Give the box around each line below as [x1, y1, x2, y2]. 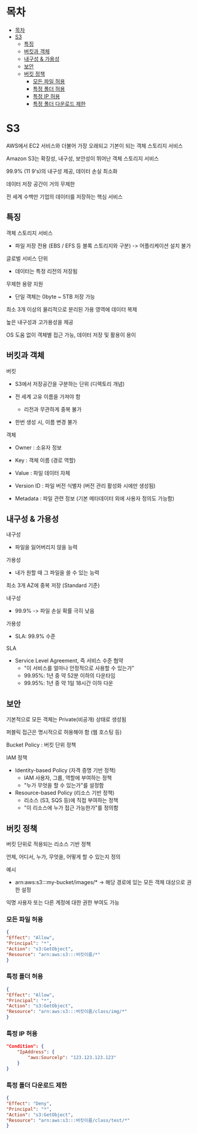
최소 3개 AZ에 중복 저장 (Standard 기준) [6, 582, 100, 589]
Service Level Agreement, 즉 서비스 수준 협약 [14, 657, 124, 664]
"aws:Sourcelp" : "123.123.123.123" [28, 1055, 117, 1061]
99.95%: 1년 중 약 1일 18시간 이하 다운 [23, 679, 114, 687]
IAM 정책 [6, 754, 28, 761]
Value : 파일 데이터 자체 [14, 469, 71, 476]
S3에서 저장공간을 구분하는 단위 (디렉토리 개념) [14, 380, 125, 387]
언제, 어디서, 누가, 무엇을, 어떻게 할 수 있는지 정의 [6, 853, 121, 860]
